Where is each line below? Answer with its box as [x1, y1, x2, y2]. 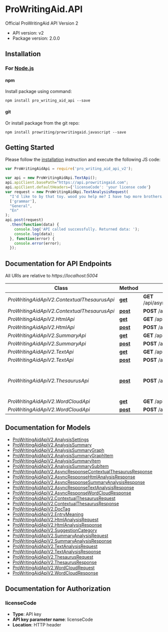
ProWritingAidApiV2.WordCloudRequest [12, 564, 95, 571]
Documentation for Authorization [5, 584, 111, 593]
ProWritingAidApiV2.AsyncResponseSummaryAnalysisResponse [12, 479, 145, 485]
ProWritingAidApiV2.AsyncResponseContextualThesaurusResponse [12, 468, 152, 474]
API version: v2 [12, 30, 44, 36]
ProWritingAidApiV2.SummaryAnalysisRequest [12, 533, 108, 539]
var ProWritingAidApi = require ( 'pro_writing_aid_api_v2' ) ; [5, 166, 133, 171]
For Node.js [5, 65, 34, 72]
